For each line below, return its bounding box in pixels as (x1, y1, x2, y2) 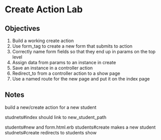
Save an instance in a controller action (12, 65, 93, 71)
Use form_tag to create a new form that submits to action (12, 43, 132, 49)
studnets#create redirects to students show (5, 129, 97, 135)
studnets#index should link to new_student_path (5, 114, 107, 120)
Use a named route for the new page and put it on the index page (12, 76, 150, 82)
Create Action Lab (5, 4, 83, 15)
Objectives (5, 24, 40, 33)
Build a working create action (12, 37, 74, 44)
